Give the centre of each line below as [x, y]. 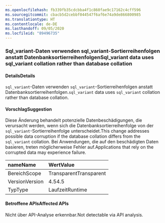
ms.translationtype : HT [30, 19]
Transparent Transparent [77, 174]
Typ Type [18, 190]
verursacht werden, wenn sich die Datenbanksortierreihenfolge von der [79, 126]
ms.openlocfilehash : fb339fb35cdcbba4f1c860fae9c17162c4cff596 [73, 10]
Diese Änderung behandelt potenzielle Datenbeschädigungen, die [74, 120]
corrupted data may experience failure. [46, 152]
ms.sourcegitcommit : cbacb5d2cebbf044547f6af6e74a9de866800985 [73, 15]
